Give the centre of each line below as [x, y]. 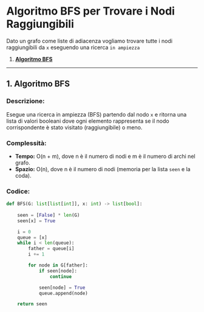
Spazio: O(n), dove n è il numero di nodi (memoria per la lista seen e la [103, 169]
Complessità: [26, 143]
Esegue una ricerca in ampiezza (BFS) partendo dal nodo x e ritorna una [97, 114]
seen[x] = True [36, 221]
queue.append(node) [63, 293]
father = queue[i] [51, 249]
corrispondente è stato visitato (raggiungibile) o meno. [74, 127]
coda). [23, 175]
